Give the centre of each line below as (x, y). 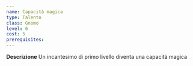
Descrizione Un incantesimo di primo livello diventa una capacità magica (97, 57)
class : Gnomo (23, 23)
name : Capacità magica (35, 12)
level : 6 (17, 28)
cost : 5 (16, 34)
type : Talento (24, 17)
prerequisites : (25, 40)
